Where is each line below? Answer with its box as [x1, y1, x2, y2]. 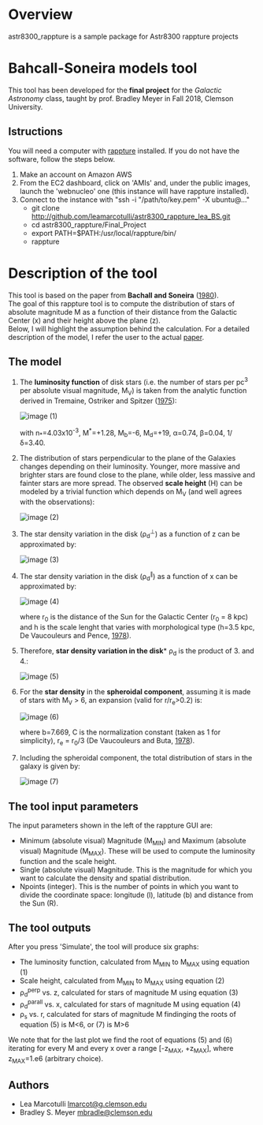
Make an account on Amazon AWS [19, 170, 132, 179]
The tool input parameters [8, 799, 139, 813]
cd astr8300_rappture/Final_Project [31, 219, 147, 230]
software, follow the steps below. [8, 154, 116, 163]
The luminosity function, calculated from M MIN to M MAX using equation [19, 957, 250, 969]
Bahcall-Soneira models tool [8, 59, 198, 77]
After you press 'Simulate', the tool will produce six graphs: [8, 942, 199, 951]
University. [8, 102, 43, 111]
